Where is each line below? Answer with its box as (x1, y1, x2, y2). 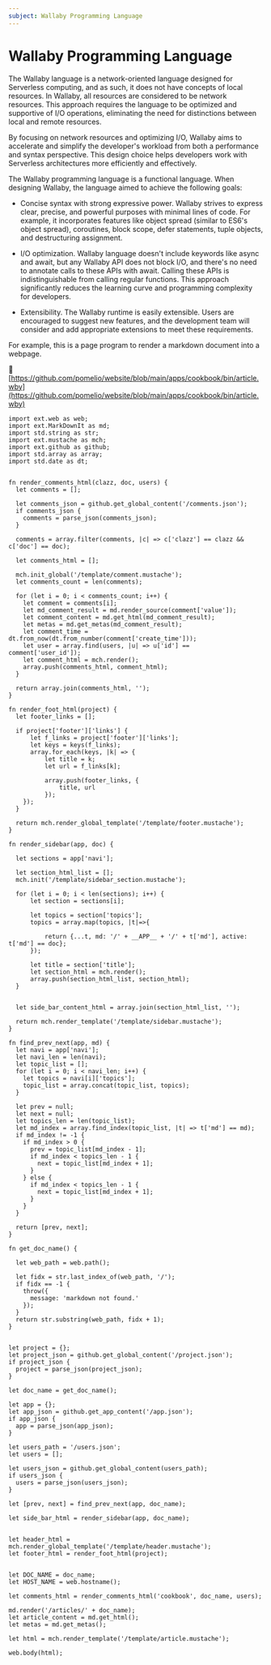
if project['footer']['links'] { (15, 726, 129, 734)
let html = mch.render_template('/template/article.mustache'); (8, 1634, 230, 1642)
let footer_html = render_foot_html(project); (8, 1549, 168, 1557)
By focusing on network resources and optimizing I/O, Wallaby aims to (8, 132, 243, 142)
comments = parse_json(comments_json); (23, 514, 158, 522)
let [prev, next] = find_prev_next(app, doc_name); (8, 1500, 186, 1508)
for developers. (19, 291, 71, 301)
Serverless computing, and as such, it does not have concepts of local (8, 82, 243, 92)
